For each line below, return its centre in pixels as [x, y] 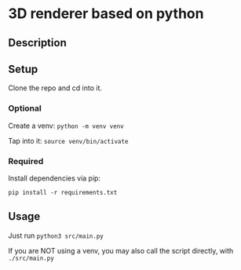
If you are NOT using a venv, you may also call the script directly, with [121, 250]
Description [37, 43]
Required [26, 161]
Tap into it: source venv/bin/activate [68, 140]
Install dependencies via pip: [54, 178]
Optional [25, 108]
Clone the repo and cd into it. [55, 88]
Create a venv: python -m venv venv [66, 126]
